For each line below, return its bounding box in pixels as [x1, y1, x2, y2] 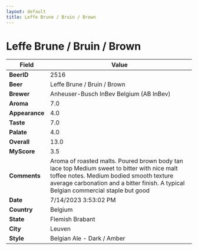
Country [9, 206, 33, 214]
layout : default [6, 8, 46, 15]
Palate [9, 128, 28, 136]
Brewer [9, 90, 30, 98]
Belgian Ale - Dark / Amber [49, 234, 126, 242]
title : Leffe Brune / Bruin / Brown [6, 14, 96, 20]
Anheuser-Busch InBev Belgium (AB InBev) [49, 90, 171, 98]
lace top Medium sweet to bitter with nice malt [49, 165, 178, 173]
